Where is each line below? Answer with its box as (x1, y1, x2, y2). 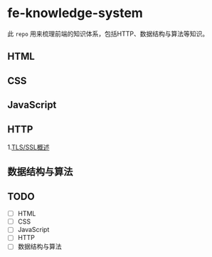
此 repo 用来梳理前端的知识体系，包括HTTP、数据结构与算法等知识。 (7, 29, 208, 38)
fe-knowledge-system (7, 5, 144, 21)
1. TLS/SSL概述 (7, 142, 50, 151)
